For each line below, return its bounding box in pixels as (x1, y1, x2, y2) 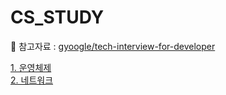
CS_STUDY (10, 6, 105, 29)
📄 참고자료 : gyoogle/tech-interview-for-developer (10, 40, 216, 52)
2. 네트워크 (10, 74, 54, 86)
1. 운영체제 (10, 61, 52, 73)
